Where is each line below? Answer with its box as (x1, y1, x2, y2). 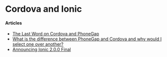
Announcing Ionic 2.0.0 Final (12, 47, 71, 53)
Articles (5, 20, 22, 26)
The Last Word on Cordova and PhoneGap (12, 31, 99, 37)
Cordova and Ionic (5, 3, 82, 15)
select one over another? (12, 41, 64, 47)
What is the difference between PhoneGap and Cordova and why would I (12, 36, 162, 42)
